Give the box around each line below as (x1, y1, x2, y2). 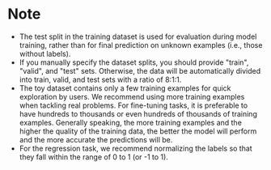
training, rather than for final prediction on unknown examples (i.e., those (19, 40, 263, 49)
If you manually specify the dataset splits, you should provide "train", (19, 57, 249, 67)
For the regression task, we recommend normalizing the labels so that (19, 143, 252, 153)
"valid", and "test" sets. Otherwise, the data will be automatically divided (19, 66, 261, 75)
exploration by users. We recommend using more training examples (19, 91, 245, 101)
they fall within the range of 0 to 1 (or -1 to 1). (19, 151, 169, 162)
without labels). (19, 49, 71, 58)
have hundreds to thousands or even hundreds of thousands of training (19, 108, 258, 118)
